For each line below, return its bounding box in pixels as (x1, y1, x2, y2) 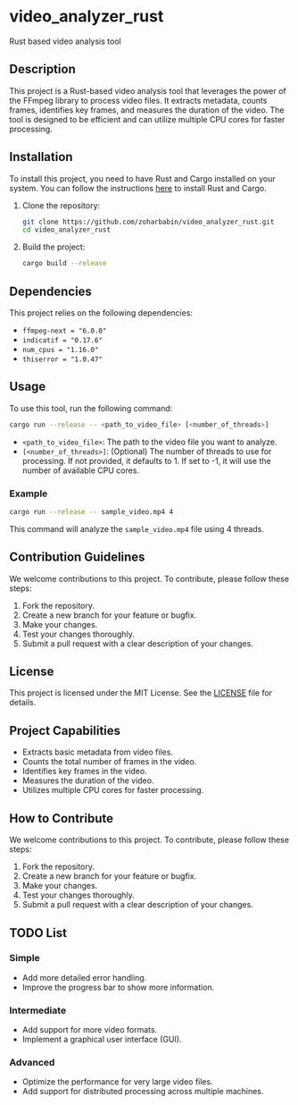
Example (9, 487, 48, 500)
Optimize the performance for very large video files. (21, 1076, 213, 1087)
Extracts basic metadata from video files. (21, 747, 174, 757)
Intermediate (9, 1004, 67, 1016)
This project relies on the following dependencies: (9, 308, 194, 318)
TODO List (9, 925, 67, 941)
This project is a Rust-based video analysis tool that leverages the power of (9, 85, 287, 96)
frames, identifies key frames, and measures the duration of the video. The (9, 105, 285, 115)
